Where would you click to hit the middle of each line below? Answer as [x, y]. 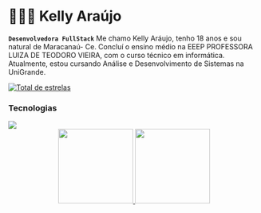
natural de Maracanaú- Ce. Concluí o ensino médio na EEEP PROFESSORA [130, 46]
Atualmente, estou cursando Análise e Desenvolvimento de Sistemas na [127, 64]
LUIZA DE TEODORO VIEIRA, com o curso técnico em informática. [117, 55]
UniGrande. [27, 72]
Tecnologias [33, 108]
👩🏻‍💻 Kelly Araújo [65, 16]
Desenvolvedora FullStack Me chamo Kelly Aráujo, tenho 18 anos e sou [125, 38]
